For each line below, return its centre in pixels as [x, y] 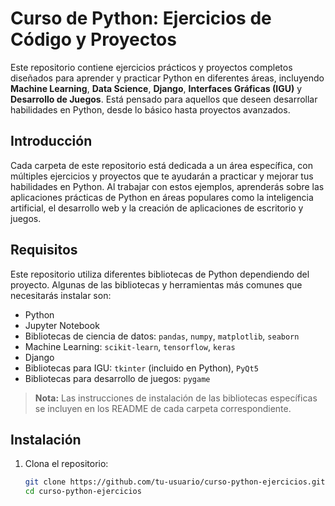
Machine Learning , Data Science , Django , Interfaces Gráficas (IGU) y [156, 88]
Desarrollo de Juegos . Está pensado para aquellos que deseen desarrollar [164, 99]
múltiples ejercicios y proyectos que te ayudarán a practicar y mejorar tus [162, 176]
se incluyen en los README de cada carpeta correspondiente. [163, 408]
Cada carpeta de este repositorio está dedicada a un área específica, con [162, 165]
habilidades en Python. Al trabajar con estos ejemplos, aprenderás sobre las [167, 186]
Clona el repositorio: [66, 464]
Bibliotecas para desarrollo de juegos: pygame [117, 378]
